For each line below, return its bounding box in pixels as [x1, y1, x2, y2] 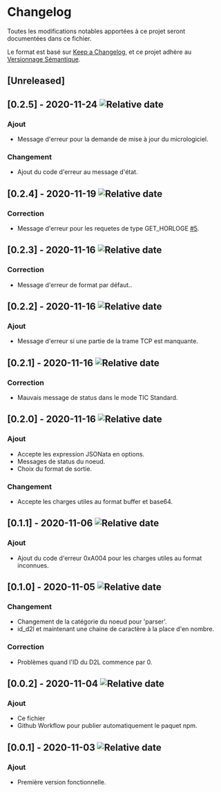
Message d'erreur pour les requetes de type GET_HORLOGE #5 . [17, 224, 200, 232]
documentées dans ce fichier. [7, 34, 92, 42]
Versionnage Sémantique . [7, 55, 81, 63]
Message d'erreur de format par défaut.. [17, 280, 133, 289]
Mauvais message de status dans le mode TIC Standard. [17, 394, 178, 402]
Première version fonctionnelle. [17, 778, 106, 786]
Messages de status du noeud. [17, 457, 106, 465]
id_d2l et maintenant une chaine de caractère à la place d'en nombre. [17, 625, 215, 633]
